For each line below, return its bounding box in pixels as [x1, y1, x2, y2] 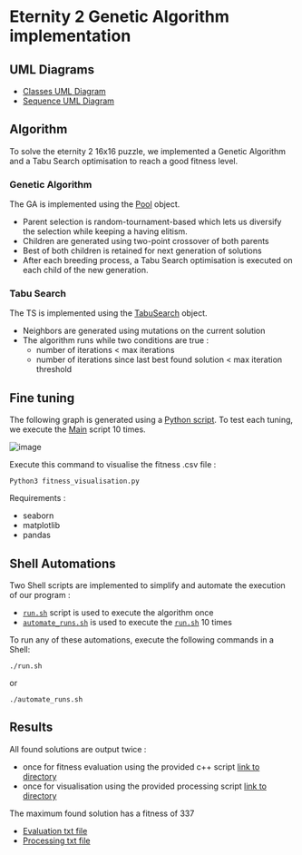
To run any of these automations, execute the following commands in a [9, 634, 275, 645]
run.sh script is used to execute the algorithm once [22, 607, 214, 618]
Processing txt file [22, 835, 91, 846]
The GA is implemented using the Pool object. [9, 199, 180, 210]
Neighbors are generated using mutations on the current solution [22, 325, 266, 337]
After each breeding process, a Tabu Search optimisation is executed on [22, 255, 293, 266]
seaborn [22, 510, 54, 521]
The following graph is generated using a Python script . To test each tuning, [9, 415, 293, 426]
